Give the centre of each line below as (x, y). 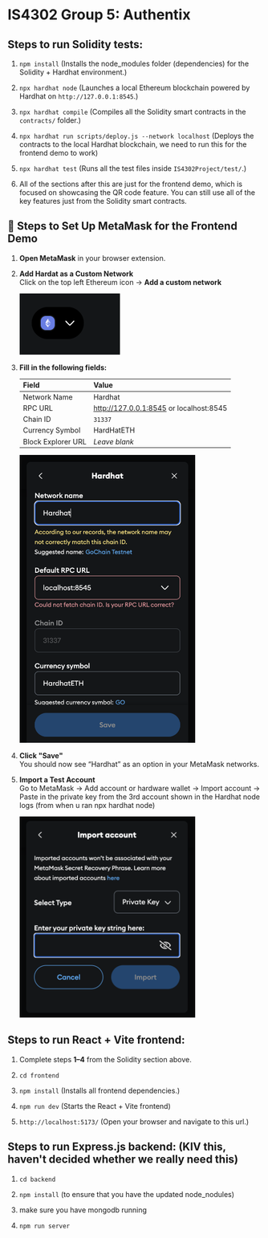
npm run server (45, 1226)
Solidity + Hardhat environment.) (73, 72)
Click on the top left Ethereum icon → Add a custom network (120, 282)
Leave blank (114, 441)
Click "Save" (41, 755)
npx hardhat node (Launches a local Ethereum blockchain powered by (134, 87)
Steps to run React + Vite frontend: (96, 1040)
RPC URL (38, 408)
